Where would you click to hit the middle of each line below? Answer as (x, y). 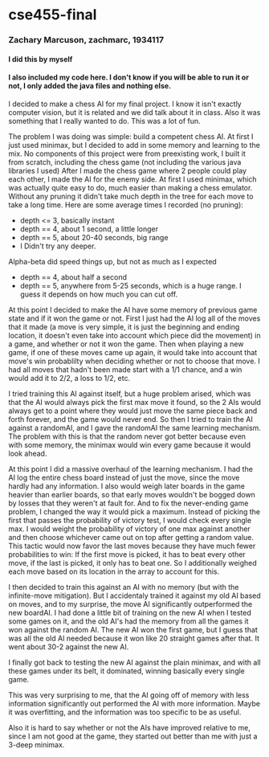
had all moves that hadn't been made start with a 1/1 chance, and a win (125, 369)
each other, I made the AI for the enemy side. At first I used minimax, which (132, 179)
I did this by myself (41, 59)
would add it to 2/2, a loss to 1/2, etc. (69, 378)
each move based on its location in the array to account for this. (114, 571)
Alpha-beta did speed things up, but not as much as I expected (112, 261)
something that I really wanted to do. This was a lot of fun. (104, 121)
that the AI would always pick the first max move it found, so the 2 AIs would (134, 402)
